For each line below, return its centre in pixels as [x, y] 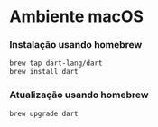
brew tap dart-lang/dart [56, 63]
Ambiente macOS [77, 17]
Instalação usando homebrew [76, 45]
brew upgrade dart [44, 113]
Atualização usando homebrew [79, 95]
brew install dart [44, 72]
